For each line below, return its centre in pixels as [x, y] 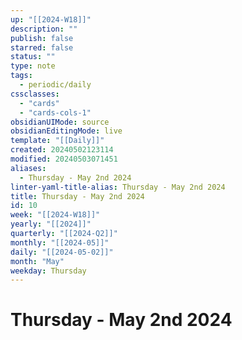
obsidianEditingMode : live [66, 131]
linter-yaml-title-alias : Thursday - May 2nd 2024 [118, 187]
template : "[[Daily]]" [57, 141]
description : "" [44, 29]
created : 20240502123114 [62, 150]
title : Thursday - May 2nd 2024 [77, 196]
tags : [21, 76]
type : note [33, 66]
